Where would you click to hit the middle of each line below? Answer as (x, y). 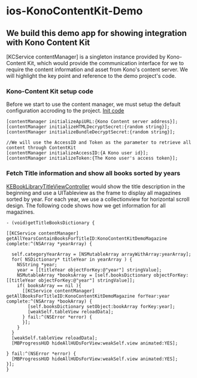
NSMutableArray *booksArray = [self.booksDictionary (84, 275)
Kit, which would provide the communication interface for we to (106, 63)
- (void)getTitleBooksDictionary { (51, 222)
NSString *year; (37, 264)
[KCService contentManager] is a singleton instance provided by (86, 57)
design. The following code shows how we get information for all (86, 205)
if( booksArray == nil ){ (49, 285)
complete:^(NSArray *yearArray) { (49, 243)
